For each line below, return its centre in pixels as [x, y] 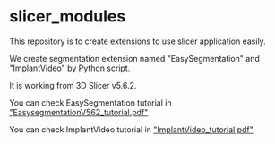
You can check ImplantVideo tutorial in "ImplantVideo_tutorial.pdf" [131, 129]
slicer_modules [68, 17]
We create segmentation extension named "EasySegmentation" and [134, 58]
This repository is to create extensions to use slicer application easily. [137, 41]
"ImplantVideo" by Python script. [70, 68]
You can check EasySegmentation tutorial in [90, 102]
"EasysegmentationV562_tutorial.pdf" [79, 112]
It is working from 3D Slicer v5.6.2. [73, 85]
